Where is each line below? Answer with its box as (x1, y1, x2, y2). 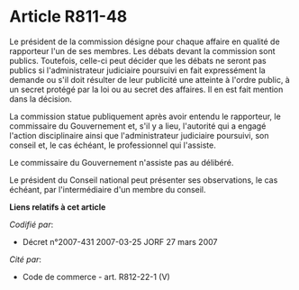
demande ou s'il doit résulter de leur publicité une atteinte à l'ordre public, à (9, 74, 290, 85)
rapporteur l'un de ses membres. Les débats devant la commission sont (9, 45, 276, 56)
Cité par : (9, 254, 42, 265)
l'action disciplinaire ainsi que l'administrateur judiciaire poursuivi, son (9, 130, 269, 140)
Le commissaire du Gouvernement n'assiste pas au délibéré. (9, 157, 234, 168)
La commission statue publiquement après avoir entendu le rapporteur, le (9, 111, 281, 122)
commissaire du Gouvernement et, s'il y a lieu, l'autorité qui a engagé (9, 120, 267, 131)
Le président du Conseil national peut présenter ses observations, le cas (9, 174, 278, 186)
